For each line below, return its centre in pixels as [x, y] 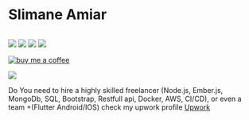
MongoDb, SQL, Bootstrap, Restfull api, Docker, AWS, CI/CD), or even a [125, 99]
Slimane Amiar [58, 15]
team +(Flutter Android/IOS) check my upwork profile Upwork [109, 107]
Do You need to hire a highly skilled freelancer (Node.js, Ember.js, [116, 90]
